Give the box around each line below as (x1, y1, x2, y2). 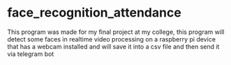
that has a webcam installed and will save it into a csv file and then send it (7, 42, 220, 50)
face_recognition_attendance (7, 5, 181, 21)
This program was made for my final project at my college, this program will (7, 28, 225, 36)
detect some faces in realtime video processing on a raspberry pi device (7, 35, 216, 43)
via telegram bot (7, 50, 54, 58)
